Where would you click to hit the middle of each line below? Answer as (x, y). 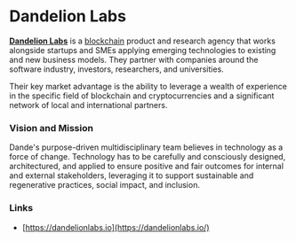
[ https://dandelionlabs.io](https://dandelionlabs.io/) (116, 227)
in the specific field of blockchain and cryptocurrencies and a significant (142, 96)
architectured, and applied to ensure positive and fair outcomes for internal (147, 167)
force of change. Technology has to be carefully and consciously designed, (148, 157)
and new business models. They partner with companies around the (134, 59)
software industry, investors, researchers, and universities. (116, 69)
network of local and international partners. (88, 105)
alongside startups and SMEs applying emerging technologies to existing (143, 50)
